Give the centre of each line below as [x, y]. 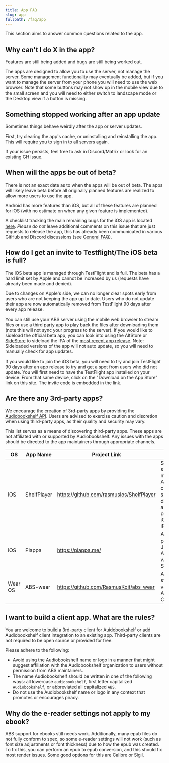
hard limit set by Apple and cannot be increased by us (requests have [77, 278]
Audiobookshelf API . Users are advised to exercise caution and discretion [81, 416]
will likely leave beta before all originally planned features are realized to [80, 190]
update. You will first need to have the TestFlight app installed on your [77, 372]
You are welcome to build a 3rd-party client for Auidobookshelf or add [78, 630]
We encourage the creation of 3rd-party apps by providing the [70, 411]
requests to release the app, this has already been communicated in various [84, 231]
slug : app [16, 15]
